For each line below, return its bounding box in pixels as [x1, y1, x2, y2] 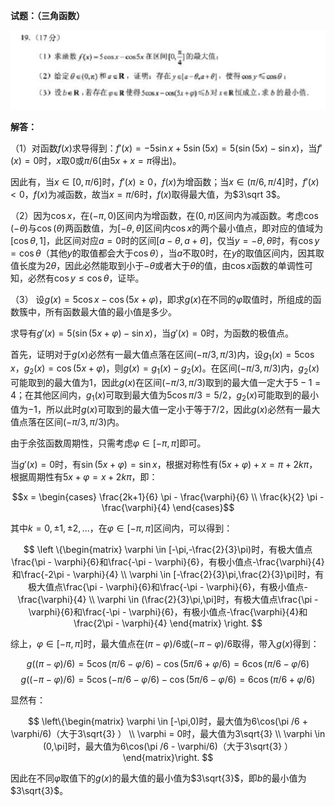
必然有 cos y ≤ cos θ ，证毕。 [27, 272, 145, 284]
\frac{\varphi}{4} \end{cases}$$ [101, 502, 235, 513]
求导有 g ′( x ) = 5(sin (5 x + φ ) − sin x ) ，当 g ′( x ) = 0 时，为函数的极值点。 [10, 327, 294, 339]
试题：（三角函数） [10, 10, 85, 21]
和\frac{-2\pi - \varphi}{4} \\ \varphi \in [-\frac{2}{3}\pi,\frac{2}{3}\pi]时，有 [11, 569, 325, 580]
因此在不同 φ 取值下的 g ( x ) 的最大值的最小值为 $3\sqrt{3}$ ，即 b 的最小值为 [10, 772, 307, 784]
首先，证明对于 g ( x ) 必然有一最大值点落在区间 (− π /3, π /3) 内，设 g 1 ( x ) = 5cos [10, 348, 315, 363]
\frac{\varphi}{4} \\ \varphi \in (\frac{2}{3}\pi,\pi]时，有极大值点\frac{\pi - [17, 594, 319, 605]
